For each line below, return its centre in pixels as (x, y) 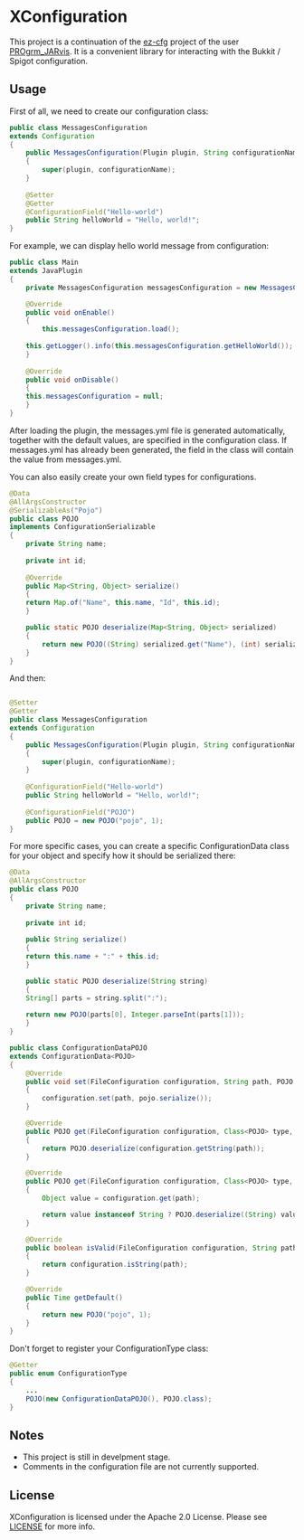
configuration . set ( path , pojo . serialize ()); (127, 1099)
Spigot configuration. (49, 61)
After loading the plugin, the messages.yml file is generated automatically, (147, 430)
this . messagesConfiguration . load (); (111, 329)
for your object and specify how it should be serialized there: (123, 855)
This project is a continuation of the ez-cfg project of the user (124, 42)
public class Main (44, 263)
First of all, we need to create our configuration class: (109, 111)
